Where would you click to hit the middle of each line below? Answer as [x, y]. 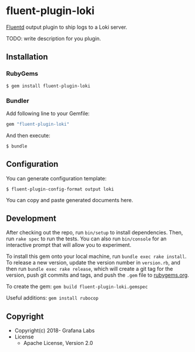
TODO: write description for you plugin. [54, 38]
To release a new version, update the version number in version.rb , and [93, 263]
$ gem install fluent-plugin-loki [48, 86]
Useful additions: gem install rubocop [52, 298]
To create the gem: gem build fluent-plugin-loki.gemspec [77, 287]
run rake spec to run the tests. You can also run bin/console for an [86, 239]
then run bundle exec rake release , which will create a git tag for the [90, 269]
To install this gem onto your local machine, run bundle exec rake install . [96, 256]
